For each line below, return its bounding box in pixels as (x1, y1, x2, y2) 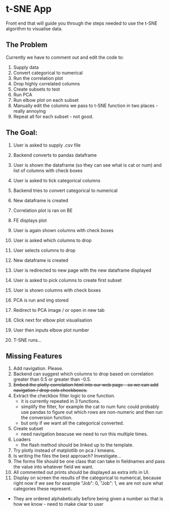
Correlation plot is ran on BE (13, 207, 73, 214)
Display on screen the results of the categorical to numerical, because (13, 474, 162, 481)
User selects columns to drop (13, 247, 76, 253)
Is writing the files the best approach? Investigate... (13, 453, 121, 459)
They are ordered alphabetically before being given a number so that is (13, 496, 163, 502)
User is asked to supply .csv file (13, 142, 81, 148)
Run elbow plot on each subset (13, 97, 79, 103)
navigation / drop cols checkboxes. (13, 387, 88, 394)
